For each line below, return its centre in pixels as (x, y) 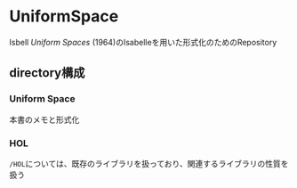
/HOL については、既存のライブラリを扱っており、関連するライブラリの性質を (149, 163)
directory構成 (47, 73)
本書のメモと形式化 (44, 119)
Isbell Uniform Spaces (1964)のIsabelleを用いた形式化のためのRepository (143, 42)
